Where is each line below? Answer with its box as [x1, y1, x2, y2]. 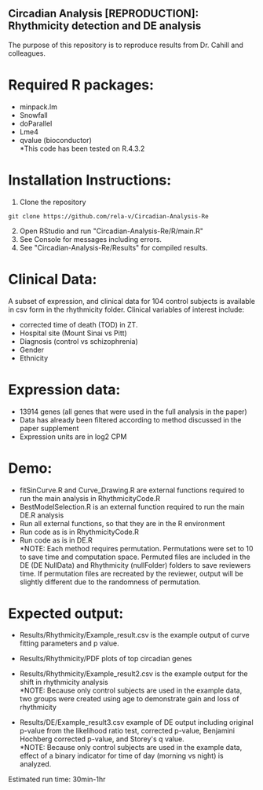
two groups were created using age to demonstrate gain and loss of [19, 694, 239, 704]
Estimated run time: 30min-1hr [8, 774, 106, 785]
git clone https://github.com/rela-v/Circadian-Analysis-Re [8, 212, 210, 220]
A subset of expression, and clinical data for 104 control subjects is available [8, 296, 256, 305]
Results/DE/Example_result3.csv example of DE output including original [19, 718, 254, 727]
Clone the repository [19, 197, 86, 207]
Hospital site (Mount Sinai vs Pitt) [19, 328, 127, 338]
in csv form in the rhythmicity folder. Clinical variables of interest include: [8, 305, 245, 314]
